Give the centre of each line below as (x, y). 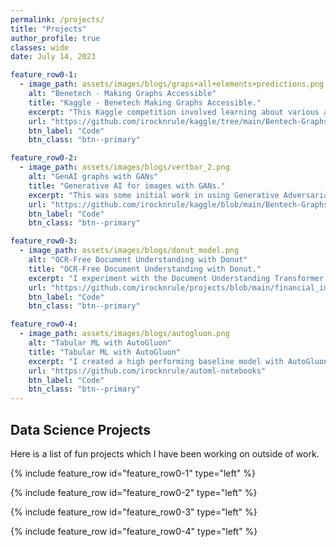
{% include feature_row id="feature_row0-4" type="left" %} (134, 531)
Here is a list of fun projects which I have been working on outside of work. (165, 453)
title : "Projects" (48, 29)
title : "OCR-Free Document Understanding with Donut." (145, 269)
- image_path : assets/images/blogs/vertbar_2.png (124, 167)
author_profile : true (55, 38)
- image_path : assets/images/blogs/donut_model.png (129, 251)
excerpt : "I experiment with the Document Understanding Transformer (176, 278)
